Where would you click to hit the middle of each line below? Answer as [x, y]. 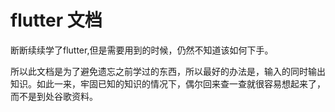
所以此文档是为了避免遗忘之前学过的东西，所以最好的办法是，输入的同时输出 [168, 71]
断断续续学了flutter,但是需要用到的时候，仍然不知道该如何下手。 [142, 50]
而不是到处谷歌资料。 [54, 96]
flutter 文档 [56, 20]
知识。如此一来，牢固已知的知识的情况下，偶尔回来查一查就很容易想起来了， [168, 83]
